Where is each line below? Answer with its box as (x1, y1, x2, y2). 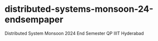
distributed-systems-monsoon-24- (4, 3, 154, 15)
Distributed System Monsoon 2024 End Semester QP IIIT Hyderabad (4, 30, 144, 36)
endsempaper (4, 14, 64, 25)
